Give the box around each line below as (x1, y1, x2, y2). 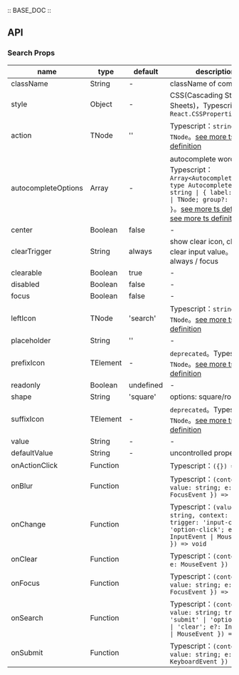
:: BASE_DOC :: (7, 6, 52, 14)
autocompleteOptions (11, 183, 83, 193)
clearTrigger (11, 246, 52, 256)
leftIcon (11, 313, 37, 323)
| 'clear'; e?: (169, 622, 222, 631)
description (195, 66, 236, 76)
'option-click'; (169, 525, 225, 534)
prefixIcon (11, 357, 45, 367)
